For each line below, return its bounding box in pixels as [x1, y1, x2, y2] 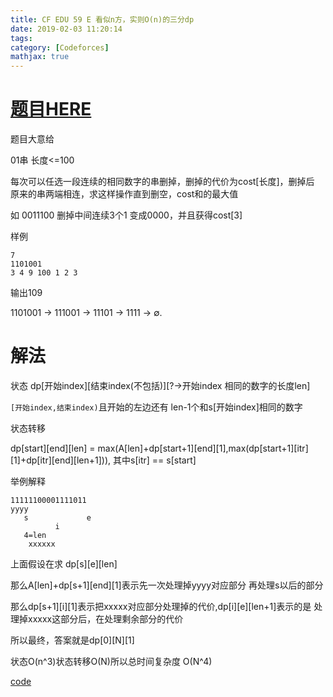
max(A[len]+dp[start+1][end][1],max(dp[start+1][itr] [97, 442, 309, 454]
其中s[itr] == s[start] [113, 454, 197, 466]
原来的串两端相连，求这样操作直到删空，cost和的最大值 [10, 188, 239, 200]
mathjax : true [10, 52, 70, 62]
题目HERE [10, 98, 92, 121]
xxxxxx [28, 539, 56, 549]
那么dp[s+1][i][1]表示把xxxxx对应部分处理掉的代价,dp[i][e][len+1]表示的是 [10, 601, 312, 612]
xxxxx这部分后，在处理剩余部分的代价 [27, 613, 184, 625]
